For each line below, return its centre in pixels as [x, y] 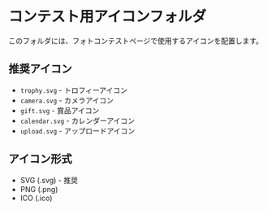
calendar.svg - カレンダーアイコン [78, 120]
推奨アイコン [40, 69]
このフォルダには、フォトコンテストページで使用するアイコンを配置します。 [136, 41]
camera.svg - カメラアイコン [67, 100]
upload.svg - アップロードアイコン [78, 130]
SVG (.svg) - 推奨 [49, 180]
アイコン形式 [40, 159]
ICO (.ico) [36, 198]
